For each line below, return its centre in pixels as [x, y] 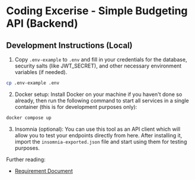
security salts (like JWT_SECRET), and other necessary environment [98, 66]
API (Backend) [42, 23]
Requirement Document [44, 171]
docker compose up [29, 118]
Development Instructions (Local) [69, 45]
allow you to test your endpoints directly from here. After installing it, [98, 135]
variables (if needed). [41, 72]
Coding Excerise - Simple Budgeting [97, 11]
